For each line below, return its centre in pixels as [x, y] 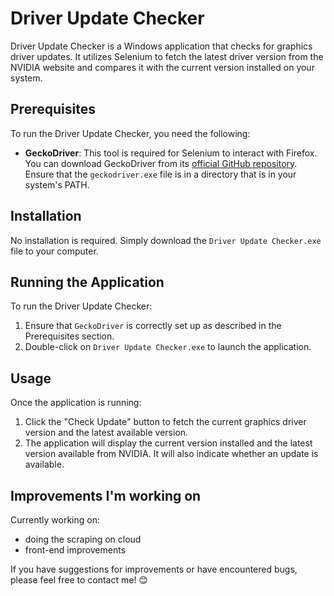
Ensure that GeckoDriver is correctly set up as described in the [153, 326]
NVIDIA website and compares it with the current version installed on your [162, 67]
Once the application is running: [76, 403]
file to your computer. [54, 251]
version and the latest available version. [106, 433]
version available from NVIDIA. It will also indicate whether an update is [171, 454]
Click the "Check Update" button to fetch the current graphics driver [165, 422]
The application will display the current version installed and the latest [168, 443]
